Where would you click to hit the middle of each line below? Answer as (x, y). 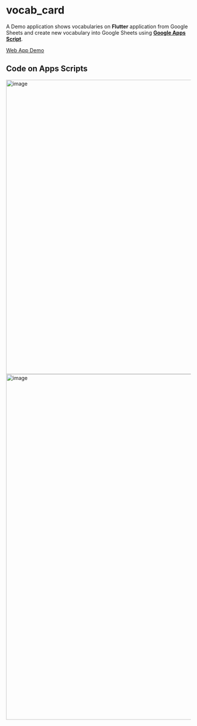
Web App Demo (25, 50)
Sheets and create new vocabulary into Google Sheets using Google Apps (96, 32)
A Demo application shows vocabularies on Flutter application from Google (97, 26)
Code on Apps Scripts (47, 69)
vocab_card (35, 10)
